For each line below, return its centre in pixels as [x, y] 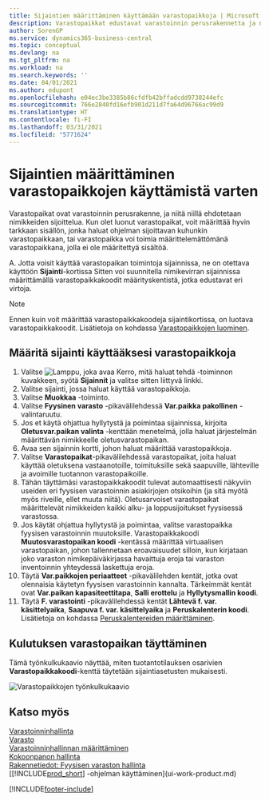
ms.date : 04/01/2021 [44, 82]
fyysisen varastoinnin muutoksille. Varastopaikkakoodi [110, 533]
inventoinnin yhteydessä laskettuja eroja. [87, 568]
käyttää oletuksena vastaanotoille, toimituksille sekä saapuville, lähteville [140, 465]
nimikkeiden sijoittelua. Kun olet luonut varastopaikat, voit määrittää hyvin [130, 221]
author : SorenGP [36, 30]
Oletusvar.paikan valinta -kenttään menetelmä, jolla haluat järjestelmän [139, 432]
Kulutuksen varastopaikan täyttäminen [108, 643]
